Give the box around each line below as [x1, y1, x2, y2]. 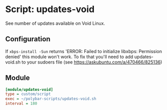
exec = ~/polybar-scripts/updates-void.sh [5, 96, 96, 101]
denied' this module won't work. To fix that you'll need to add [5, 53, 133, 60]
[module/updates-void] [5, 87, 53, 92]
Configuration [5, 35, 51, 43]
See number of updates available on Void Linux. [5, 20, 106, 26]
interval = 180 [5, 101, 38, 106]
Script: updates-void [5, 4, 95, 15]
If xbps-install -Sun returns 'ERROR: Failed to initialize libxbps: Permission [5, 48, 162, 54]
